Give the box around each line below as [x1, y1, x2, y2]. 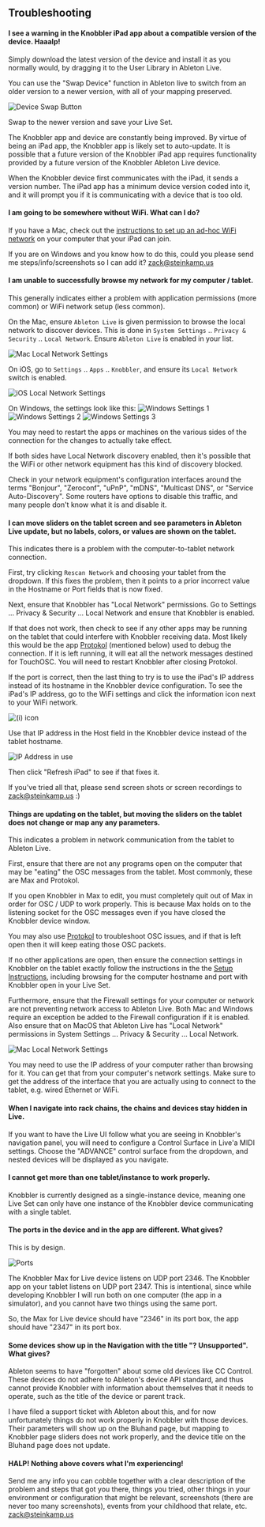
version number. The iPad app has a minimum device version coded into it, [8, 181, 251, 191]
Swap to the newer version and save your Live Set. [8, 117, 174, 127]
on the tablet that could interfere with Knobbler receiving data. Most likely [8, 632, 248, 641]
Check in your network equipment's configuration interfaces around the [8, 474, 242, 484]
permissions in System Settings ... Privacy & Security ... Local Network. [8, 1030, 239, 1039]
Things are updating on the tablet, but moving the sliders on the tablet [8, 809, 242, 818]
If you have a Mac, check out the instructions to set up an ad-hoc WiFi [8, 225, 237, 235]
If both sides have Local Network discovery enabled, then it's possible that [8, 451, 251, 460]
